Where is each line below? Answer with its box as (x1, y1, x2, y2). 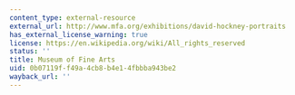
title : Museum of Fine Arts (9, 55, 116, 64)
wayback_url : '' (9, 72, 71, 81)
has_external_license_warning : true (9, 30, 148, 39)
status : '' (9, 47, 51, 56)
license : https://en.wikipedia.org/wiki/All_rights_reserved (9, 38, 246, 48)
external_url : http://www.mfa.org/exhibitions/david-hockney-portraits (9, 22, 286, 31)
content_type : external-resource (9, 13, 136, 23)
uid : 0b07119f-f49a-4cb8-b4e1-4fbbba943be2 (9, 64, 177, 73)
